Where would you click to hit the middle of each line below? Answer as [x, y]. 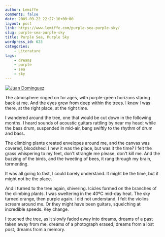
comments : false [22, 14]
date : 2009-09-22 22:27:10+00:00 [39, 19]
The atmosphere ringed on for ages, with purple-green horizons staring [78, 97]
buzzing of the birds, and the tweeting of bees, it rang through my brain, [78, 158]
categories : [17, 46]
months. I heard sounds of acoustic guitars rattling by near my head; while [81, 123]
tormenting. [17, 164]
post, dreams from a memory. [35, 229]
